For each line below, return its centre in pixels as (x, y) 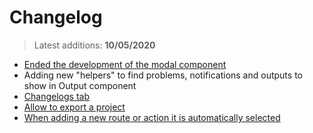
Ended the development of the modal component (125, 64)
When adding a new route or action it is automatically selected (152, 117)
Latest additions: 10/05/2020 (94, 45)
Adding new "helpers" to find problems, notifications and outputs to (163, 75)
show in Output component (80, 85)
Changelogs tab (56, 96)
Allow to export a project (74, 107)
